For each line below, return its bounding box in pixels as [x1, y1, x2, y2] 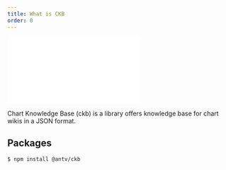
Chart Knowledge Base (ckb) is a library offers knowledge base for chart [7, 109, 219, 118]
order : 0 [7, 17, 33, 24]
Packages [7, 137, 52, 149]
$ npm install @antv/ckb [7, 156, 81, 163]
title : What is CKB [7, 10, 65, 18]
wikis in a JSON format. [7, 116, 77, 125]
